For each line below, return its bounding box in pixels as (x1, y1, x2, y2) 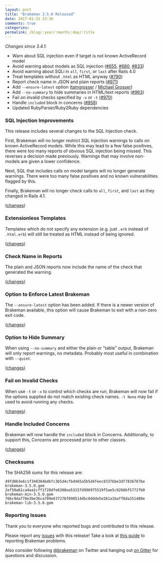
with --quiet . (5, 355, 32, 361)
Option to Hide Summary (5, 334, 65, 341)
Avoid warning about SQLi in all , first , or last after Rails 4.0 (12, 69, 136, 74)
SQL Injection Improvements (5, 117, 74, 124)
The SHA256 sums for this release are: (5, 469, 83, 475)
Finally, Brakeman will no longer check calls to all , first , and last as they (5, 188, 155, 194)
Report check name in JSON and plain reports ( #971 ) (12, 79, 119, 85)
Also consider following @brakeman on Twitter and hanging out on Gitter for (5, 547, 159, 553)
